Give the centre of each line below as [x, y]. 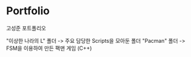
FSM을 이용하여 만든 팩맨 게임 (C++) [49, 48]
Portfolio [28, 11]
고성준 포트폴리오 [26, 28]
